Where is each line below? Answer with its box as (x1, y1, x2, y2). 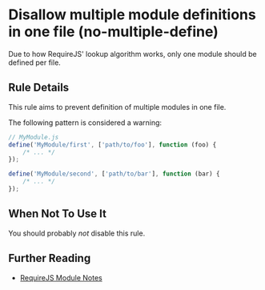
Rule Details (8, 81, 70, 95)
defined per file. (8, 58, 62, 67)
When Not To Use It (8, 207, 106, 221)
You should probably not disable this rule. (8, 228, 146, 238)
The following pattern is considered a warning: (8, 118, 163, 127)
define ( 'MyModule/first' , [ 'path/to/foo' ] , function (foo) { (8, 140, 217, 149)
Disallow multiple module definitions (8, 6, 256, 24)
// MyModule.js (8, 133, 59, 141)
